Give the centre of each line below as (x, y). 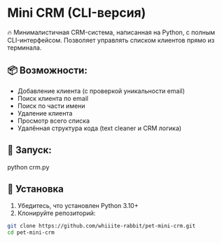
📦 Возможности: (47, 70)
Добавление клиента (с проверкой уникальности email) (101, 91)
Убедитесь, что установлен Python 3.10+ (78, 206)
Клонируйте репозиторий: (56, 213)
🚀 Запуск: (29, 150)
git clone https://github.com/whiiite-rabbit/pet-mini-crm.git (102, 226)
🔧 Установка (36, 189)
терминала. (25, 48)
